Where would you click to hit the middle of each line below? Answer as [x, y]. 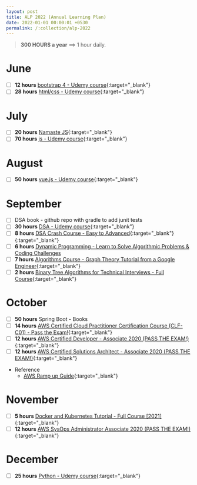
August [24, 163]
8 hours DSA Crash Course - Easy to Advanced [72, 233]
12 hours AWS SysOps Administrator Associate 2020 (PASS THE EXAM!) [103, 429]
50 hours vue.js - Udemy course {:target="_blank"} [76, 179]
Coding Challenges [38, 253]
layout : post [22, 12]
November [32, 400]
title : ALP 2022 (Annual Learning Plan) [56, 17]
